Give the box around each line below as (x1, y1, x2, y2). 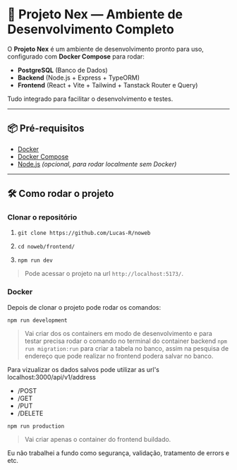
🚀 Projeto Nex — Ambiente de (7, 6, 183, 23)
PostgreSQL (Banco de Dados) (17, 66, 108, 74)
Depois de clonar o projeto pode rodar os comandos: (7, 303, 162, 311)
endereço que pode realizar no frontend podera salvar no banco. (24, 351, 214, 360)
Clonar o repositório (7, 212, 78, 222)
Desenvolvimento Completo (7, 21, 174, 37)
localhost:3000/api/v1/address (7, 373, 97, 381)
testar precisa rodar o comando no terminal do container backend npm (24, 337, 228, 345)
